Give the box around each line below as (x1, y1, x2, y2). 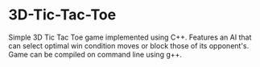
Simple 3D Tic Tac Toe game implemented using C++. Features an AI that (8, 32, 252, 42)
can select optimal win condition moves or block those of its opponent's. (8, 40, 250, 50)
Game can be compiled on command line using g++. (8, 49, 183, 59)
